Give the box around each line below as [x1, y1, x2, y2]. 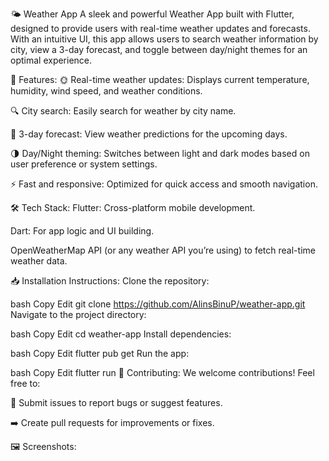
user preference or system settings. [10, 158, 158, 170]
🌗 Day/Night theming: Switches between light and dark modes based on [10, 148, 310, 159]
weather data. [10, 255, 68, 267]
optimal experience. [10, 54, 93, 66]
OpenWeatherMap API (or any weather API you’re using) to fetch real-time [10, 244, 316, 256]
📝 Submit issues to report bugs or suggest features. [10, 397, 223, 408]
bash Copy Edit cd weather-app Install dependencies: [10, 328, 232, 340]
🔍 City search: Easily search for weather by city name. [10, 105, 237, 117]
